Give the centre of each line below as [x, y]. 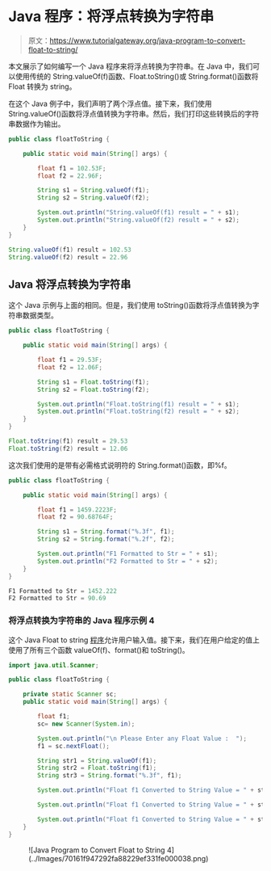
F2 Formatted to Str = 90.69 [57, 599]
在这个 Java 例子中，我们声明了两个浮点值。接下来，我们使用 [110, 103]
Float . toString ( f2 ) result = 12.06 [68, 448]
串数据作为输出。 [37, 124]
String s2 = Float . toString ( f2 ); [94, 389]
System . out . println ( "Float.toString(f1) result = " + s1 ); [139, 404]
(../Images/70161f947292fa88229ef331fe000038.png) [119, 858]
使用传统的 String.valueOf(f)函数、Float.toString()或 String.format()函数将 [137, 76]
